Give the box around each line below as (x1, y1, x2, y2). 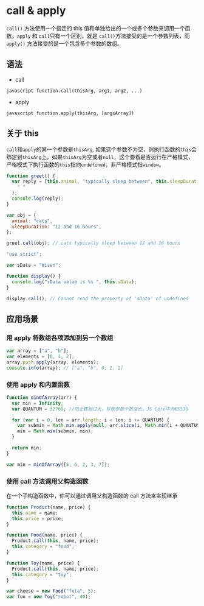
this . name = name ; (12, 510, 59, 516)
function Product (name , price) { (6, 504, 91, 510)
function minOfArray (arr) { (6, 394, 78, 401)
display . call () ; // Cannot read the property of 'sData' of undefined (6, 295, 189, 301)
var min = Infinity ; (12, 400, 64, 406)
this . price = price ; (12, 515, 64, 521)
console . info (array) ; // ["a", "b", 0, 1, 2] (6, 365, 123, 371)
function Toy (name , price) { (6, 560, 80, 566)
